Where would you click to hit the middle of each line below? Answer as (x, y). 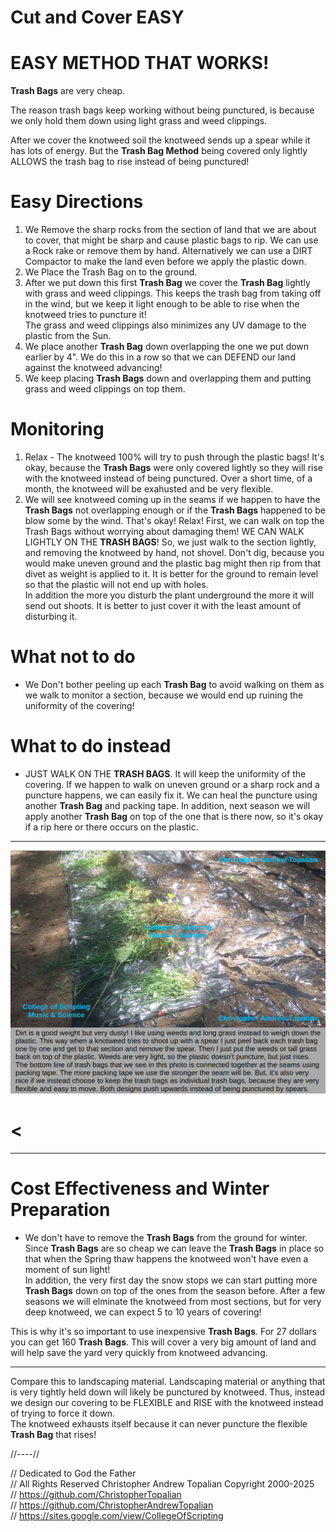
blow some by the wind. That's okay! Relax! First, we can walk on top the (174, 520)
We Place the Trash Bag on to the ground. (111, 272)
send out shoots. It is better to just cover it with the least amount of (163, 605)
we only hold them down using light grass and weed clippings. (139, 121)
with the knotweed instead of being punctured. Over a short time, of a (168, 478)
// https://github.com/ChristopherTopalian (96, 1495)
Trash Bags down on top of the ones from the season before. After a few (175, 1291)
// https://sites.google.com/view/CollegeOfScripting (117, 1516)
